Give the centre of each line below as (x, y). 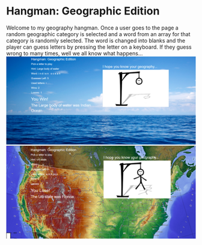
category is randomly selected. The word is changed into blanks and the (96, 40)
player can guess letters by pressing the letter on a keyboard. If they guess (99, 47)
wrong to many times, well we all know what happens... (75, 53)
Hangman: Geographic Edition (83, 11)
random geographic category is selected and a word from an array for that (98, 34)
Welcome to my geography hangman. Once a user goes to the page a (92, 28)
